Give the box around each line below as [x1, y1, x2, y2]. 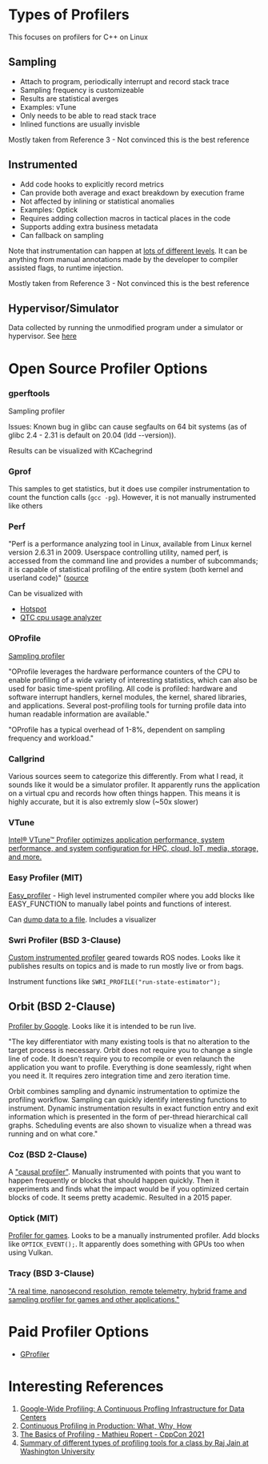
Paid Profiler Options [8, 1322, 150, 1341]
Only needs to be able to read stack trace [19, 111, 157, 120]
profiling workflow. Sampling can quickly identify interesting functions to [8, 1095, 247, 1104]
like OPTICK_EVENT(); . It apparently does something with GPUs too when [8, 1240, 246, 1249]
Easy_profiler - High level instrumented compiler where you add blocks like [8, 890, 255, 900]
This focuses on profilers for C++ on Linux [8, 32, 148, 42]
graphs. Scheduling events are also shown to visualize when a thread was [8, 1120, 252, 1130]
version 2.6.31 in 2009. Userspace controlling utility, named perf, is [8, 547, 229, 558]
